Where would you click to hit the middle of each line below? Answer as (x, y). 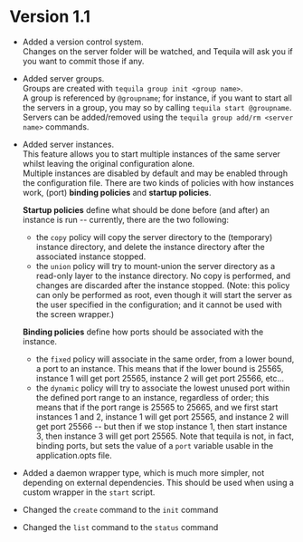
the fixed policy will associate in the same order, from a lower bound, (165, 359)
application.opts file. (74, 455)
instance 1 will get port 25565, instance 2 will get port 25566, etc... (160, 378)
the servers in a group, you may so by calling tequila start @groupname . (157, 107)
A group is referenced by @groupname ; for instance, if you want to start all (157, 98)
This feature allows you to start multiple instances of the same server (151, 154)
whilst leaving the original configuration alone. (109, 163)
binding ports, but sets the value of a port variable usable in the (155, 445)
